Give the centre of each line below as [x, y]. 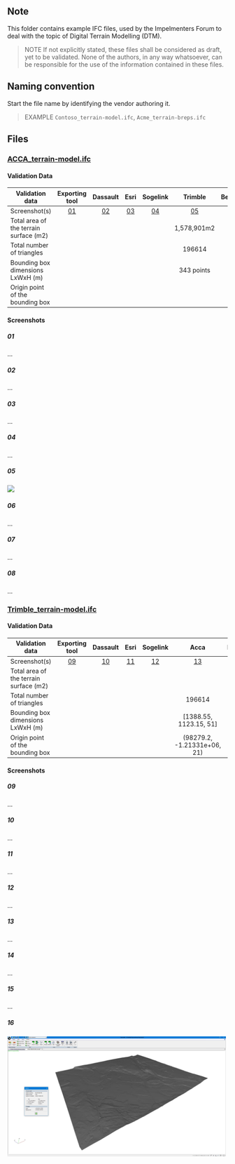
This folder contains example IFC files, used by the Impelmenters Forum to [115, 28]
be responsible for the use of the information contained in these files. [124, 64]
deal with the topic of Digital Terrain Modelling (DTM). [85, 36]
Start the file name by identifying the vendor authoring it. [89, 103]
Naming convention [51, 87]
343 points [195, 270]
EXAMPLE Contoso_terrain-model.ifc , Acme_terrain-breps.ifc [115, 117]
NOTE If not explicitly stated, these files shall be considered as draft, [123, 49]
